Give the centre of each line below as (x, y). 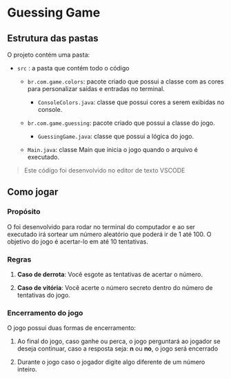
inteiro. (27, 369)
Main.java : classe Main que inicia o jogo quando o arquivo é (112, 149)
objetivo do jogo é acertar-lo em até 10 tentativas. (78, 241)
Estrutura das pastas (53, 38)
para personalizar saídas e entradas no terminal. (96, 89)
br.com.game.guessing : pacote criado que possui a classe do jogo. (121, 123)
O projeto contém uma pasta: (49, 55)
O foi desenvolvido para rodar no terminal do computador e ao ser (101, 226)
